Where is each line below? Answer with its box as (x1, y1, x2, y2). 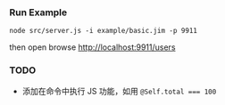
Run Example (9, 6, 68, 19)
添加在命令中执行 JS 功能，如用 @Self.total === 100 (21, 85, 217, 96)
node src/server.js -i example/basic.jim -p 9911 (9, 27, 198, 36)
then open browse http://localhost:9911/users (9, 42, 176, 52)
